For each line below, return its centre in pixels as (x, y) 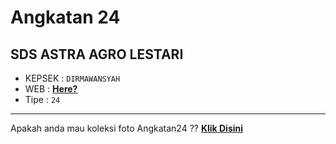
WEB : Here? (51, 89)
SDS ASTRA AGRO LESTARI (97, 54)
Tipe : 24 (42, 99)
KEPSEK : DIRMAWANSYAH (72, 78)
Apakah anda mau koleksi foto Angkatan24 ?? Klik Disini (127, 128)
